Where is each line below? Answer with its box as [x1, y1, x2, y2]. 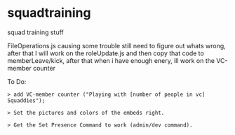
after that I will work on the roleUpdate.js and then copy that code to [7, 49, 205, 57]
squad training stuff [7, 28, 65, 36]
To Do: [7, 77, 27, 85]
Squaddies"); [7, 97, 46, 104]
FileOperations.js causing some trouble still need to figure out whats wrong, [7, 41, 226, 50]
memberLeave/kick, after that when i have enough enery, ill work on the [7, 56, 215, 64]
